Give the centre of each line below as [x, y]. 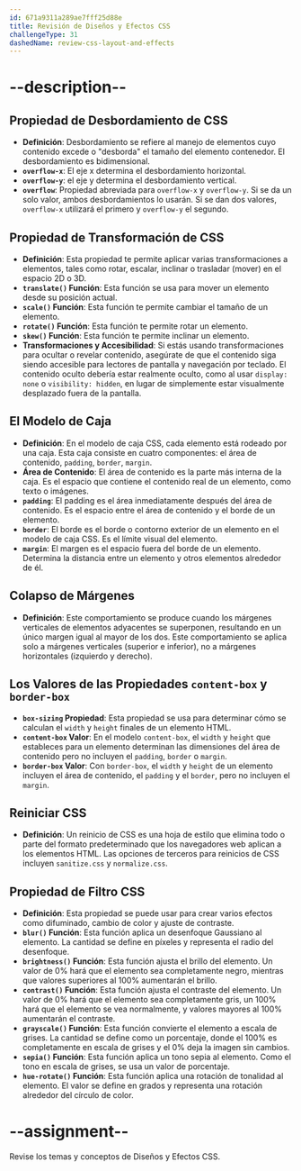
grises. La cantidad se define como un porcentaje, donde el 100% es [150, 1038]
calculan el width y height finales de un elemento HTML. [127, 727]
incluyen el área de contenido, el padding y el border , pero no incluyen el [156, 775]
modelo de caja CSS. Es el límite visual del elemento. [120, 539]
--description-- [68, 87]
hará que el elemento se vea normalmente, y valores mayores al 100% [152, 1009]
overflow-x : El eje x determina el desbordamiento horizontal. [134, 171]
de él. [33, 567]
